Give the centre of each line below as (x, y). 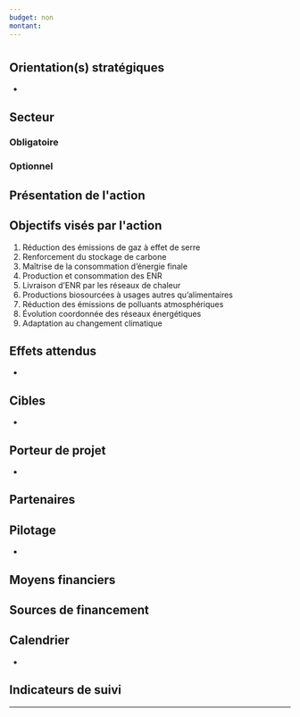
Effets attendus (53, 350)
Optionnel (31, 166)
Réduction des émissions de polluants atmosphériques (123, 304)
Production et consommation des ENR (92, 275)
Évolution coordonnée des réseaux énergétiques (112, 313)
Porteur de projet (58, 450)
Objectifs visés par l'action (86, 225)
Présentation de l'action (77, 195)
